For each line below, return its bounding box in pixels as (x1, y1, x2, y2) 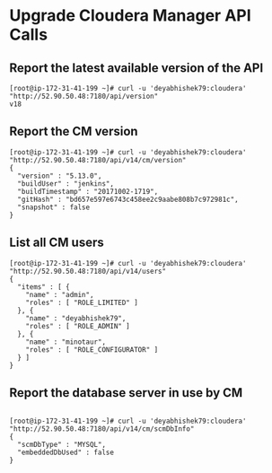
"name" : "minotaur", (25, 337, 106, 346)
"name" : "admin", (25, 290, 94, 299)
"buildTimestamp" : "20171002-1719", (17, 187, 159, 196)
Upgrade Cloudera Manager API (9, 5, 251, 26)
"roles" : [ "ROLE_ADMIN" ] (25, 321, 130, 330)
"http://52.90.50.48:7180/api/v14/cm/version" (9, 155, 187, 164)
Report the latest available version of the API (9, 60, 264, 75)
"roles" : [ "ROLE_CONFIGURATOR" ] (25, 345, 159, 355)
